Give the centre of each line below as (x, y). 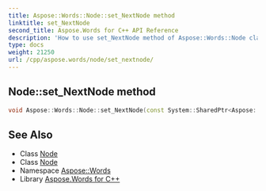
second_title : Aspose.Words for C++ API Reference (93, 30)
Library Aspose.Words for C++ (70, 179)
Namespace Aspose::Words (65, 170)
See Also (30, 134)
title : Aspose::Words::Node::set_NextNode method (92, 15)
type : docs (26, 45)
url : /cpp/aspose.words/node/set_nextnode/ (81, 60)
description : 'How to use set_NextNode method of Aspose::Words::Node (127, 38)
